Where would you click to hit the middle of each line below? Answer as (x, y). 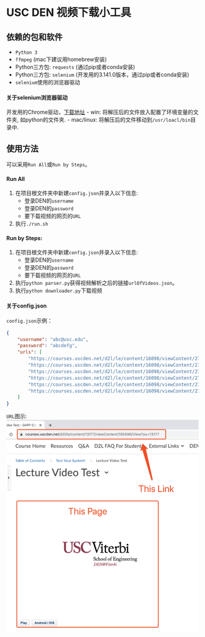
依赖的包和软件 (34, 37)
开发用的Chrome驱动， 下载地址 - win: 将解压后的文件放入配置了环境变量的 (100, 112)
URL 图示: (17, 416)
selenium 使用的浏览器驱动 (48, 82)
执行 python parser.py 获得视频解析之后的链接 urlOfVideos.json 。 (96, 283)
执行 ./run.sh (32, 224)
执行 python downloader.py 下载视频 (59, 290)
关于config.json (27, 306)
